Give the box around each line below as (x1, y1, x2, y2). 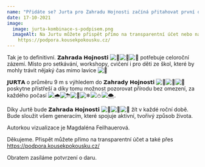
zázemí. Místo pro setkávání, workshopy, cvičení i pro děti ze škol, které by (7, 60, 195, 67)
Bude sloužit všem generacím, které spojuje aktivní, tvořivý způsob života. (7, 112, 193, 119)
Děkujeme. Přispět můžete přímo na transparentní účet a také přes (7, 136, 173, 143)
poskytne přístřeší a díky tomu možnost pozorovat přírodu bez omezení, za (7, 85, 195, 92)
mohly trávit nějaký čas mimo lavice (7, 67, 97, 73)
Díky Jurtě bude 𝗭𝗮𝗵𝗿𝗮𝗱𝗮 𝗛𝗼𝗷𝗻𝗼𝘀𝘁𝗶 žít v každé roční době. (7, 106, 189, 113)
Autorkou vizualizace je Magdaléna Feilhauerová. (7, 124, 130, 131)
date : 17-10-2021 (7, 15, 51, 21)
